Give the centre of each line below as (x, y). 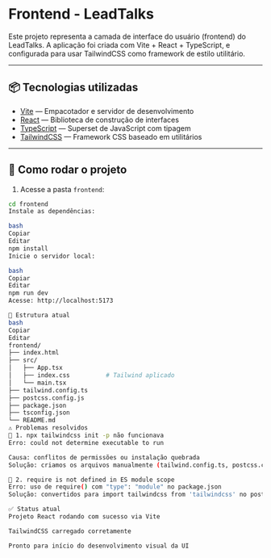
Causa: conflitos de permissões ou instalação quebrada (104, 457)
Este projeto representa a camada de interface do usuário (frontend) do (127, 36)
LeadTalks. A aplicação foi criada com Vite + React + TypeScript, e (119, 44)
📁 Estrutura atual (39, 316)
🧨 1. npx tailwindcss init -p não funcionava (86, 436)
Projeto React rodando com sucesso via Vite (84, 517)
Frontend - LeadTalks (81, 14)
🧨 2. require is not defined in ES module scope (92, 480)
